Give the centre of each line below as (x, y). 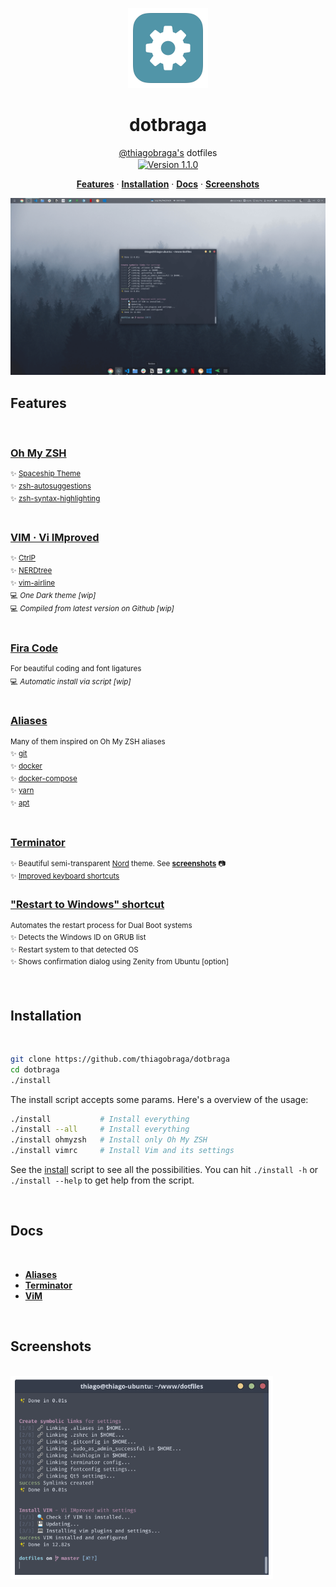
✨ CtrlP (23, 558)
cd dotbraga (35, 1069)
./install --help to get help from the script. (102, 1180)
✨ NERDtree (31, 571)
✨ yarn (22, 791)
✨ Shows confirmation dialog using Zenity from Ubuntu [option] (119, 962)
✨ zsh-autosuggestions (51, 486)
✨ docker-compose (44, 778)
